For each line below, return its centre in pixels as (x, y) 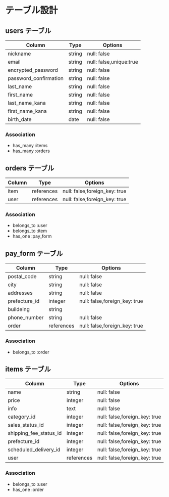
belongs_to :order (31, 352)
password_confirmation (36, 78)
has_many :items (30, 146)
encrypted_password (33, 70)
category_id (22, 417)
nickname (19, 54)
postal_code (22, 277)
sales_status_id (26, 425)
